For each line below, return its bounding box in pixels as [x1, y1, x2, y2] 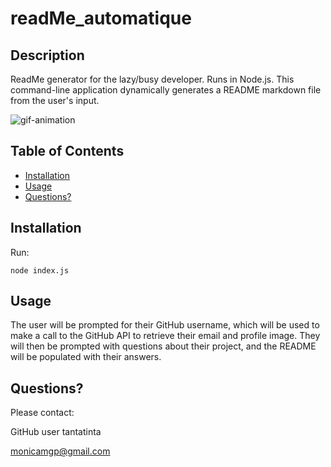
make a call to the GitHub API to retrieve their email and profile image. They [10, 330, 321, 342]
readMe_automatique [10, 7, 192, 30]
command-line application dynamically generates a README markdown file [10, 84, 322, 96]
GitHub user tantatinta [10, 426, 102, 438]
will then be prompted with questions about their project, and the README [10, 340, 317, 352]
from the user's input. [10, 95, 100, 106]
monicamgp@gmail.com [10, 445, 111, 457]
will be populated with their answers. [10, 351, 162, 363]
